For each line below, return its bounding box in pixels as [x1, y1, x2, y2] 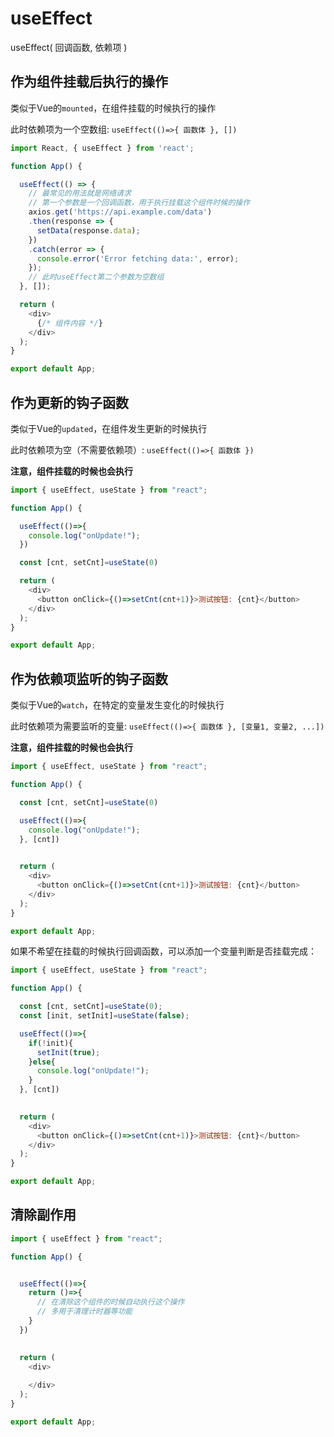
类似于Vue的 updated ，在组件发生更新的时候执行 [10, 422, 208, 434]
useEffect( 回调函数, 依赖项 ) [10, 41, 128, 53]
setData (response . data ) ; [36, 225, 141, 236]
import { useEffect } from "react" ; [10, 1233, 163, 1244]
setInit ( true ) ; [36, 1047, 101, 1057]
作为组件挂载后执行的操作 [10, 73, 168, 91]
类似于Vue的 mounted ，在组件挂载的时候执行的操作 [10, 102, 217, 114]
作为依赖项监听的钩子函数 [10, 670, 168, 687]
